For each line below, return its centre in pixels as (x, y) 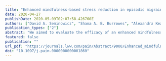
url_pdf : (14, 46)
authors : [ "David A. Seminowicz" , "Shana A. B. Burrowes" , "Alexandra (79, 23)
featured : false (22, 37)
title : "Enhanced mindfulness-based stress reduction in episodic (75, 10)
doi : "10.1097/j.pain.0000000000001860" (47, 51)
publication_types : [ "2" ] (32, 28)
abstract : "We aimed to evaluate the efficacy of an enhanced (70, 32)
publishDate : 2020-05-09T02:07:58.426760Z (49, 19)
